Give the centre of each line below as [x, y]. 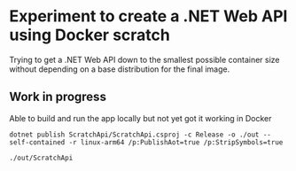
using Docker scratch [90, 35]
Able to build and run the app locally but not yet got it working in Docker [140, 118]
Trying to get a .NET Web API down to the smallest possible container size [145, 59]
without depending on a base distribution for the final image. [120, 69]
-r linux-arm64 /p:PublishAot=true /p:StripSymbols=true [176, 142]
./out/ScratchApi [41, 158]
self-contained [37, 142]
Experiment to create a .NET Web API [148, 16]
